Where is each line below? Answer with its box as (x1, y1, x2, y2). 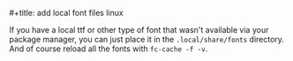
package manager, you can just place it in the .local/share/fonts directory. (9, 34, 285, 44)
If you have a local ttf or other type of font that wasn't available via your (9, 25, 269, 34)
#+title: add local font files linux (9, 8, 124, 18)
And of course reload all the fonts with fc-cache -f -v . (9, 43, 208, 54)
